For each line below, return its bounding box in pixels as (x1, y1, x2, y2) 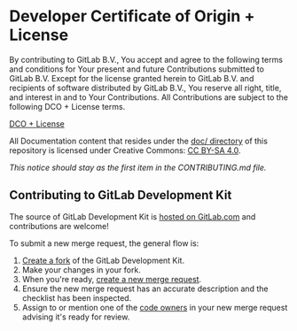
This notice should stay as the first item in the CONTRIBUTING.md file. (9, 162, 267, 173)
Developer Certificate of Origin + (9, 6, 255, 27)
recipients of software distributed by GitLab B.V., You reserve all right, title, (9, 82, 282, 93)
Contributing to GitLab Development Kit (9, 188, 232, 203)
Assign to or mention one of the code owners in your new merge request (21, 302, 288, 312)
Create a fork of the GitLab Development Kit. (21, 255, 184, 266)
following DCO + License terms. (9, 101, 126, 112)
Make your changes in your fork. (21, 264, 142, 275)
